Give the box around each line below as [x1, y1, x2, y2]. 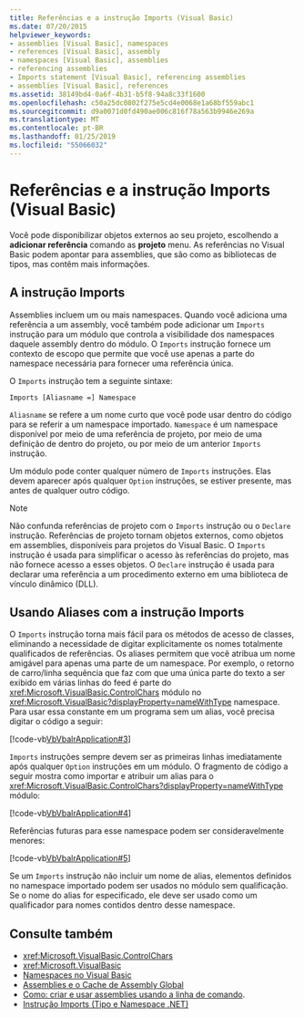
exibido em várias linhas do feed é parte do [9, 677, 172, 689]
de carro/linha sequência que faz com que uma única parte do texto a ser [9, 668, 286, 679]
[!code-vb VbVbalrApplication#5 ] [9, 853, 131, 864]
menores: [9, 836, 46, 847]
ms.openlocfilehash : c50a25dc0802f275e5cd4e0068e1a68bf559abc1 [9, 98, 255, 108]
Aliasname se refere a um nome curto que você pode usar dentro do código [9, 409, 292, 420]
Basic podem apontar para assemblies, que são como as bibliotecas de [9, 248, 278, 260]
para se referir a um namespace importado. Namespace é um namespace [9, 419, 279, 430]
